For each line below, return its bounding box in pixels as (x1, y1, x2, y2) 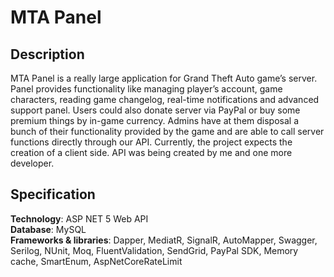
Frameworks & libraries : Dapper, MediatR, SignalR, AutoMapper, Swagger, (10, 234, 318, 246)
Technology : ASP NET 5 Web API (10, 212, 149, 225)
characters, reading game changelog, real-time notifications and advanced (10, 94, 320, 105)
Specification (10, 186, 96, 203)
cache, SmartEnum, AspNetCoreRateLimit (10, 255, 183, 267)
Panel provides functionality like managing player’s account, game (10, 83, 283, 95)
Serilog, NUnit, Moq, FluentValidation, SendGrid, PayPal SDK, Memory (10, 244, 299, 256)
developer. (10, 157, 55, 169)
